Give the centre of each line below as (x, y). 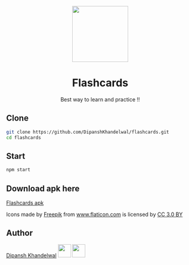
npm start (18, 170)
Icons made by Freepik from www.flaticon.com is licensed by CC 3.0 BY (94, 214)
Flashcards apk (25, 203)
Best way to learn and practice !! (100, 99)
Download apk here (43, 188)
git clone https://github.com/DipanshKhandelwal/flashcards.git (88, 132)
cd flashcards (24, 137)
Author (19, 233)
